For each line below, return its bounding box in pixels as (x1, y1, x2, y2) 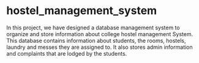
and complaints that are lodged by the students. (6, 50, 127, 57)
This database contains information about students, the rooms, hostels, (6, 37, 186, 44)
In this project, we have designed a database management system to (6, 24, 180, 31)
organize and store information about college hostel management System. (6, 30, 193, 37)
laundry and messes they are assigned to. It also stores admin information (6, 43, 193, 51)
